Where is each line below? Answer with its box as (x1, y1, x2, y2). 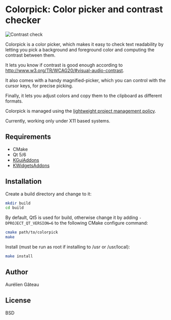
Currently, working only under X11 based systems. (5, 117, 111, 124)
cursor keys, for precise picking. (5, 83, 73, 89)
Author (5, 268, 28, 277)
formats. (5, 98, 23, 104)
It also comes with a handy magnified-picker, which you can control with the (5, 77, 166, 83)
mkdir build (5, 201, 31, 206)
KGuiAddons (12, 157, 39, 163)
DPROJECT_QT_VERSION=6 (5, 221, 54, 226)
